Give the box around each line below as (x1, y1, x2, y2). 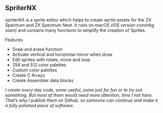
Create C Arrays (12, 72, 45, 78)
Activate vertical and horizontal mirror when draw (12, 51, 113, 57)
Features (5, 37, 23, 43)
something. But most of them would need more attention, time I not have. (5, 92, 153, 98)
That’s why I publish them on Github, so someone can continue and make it (5, 97, 158, 103)
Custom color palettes (12, 67, 57, 73)
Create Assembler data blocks (12, 77, 74, 83)
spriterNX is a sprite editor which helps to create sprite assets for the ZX (5, 17, 152, 23)
